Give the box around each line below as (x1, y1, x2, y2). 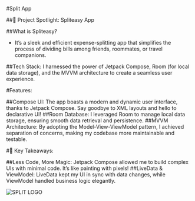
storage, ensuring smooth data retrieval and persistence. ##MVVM (6, 117, 168, 124)
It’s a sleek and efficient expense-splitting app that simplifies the (14, 39, 171, 46)
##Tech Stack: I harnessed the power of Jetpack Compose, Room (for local (6, 63, 190, 70)
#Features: (6, 87, 32, 93)
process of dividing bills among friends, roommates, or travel (14, 45, 163, 52)
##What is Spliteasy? (6, 28, 58, 35)
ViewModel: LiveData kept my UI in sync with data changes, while (6, 171, 166, 178)
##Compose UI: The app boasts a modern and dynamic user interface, (6, 98, 178, 105)
